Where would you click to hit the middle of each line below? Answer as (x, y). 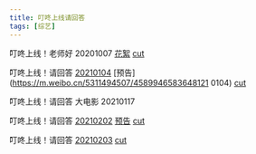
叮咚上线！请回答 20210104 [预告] (72, 72)
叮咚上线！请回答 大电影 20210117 (72, 101)
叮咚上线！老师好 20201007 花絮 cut (77, 53)
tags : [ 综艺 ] (33, 26)
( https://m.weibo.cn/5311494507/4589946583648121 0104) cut (128, 82)
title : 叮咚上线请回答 (47, 18)
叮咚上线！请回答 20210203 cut (68, 140)
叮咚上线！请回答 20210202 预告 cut (77, 120)
